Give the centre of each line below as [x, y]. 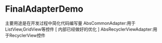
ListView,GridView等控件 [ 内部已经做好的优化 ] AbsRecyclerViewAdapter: [79, 29]
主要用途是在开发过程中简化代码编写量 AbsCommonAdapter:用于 [70, 23]
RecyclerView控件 [27, 35]
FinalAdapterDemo [44, 9]
